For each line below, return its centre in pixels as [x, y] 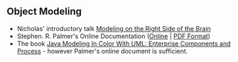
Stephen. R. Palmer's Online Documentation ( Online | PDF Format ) [114, 36]
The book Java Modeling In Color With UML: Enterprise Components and [124, 43]
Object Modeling [44, 12]
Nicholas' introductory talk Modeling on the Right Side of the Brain [114, 28]
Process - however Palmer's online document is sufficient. [102, 51]
